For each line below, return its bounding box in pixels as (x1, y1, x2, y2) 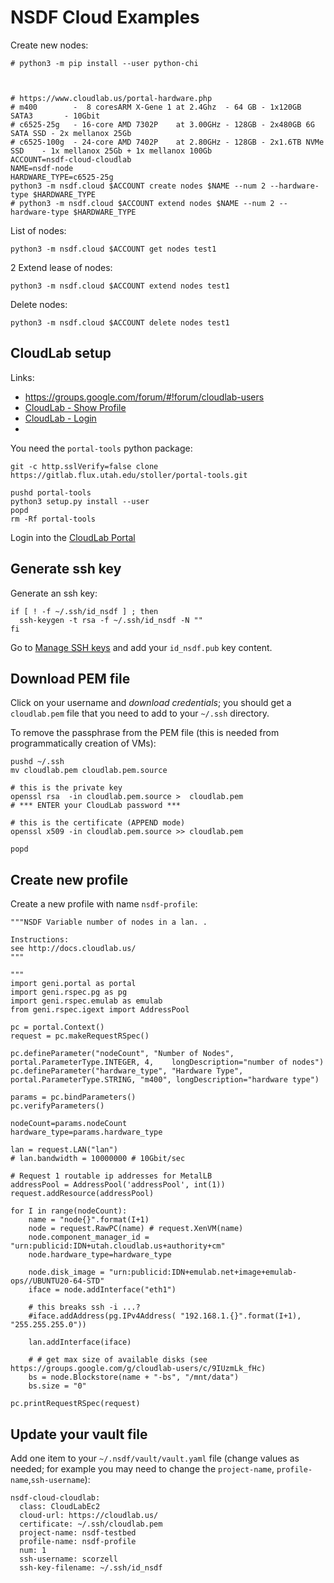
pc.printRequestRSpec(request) (10, 1399, 141, 1409)
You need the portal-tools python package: (10, 442, 193, 454)
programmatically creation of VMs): (10, 737, 157, 750)
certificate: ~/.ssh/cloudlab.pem (19, 1519, 163, 1529)
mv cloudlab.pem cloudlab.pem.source (10, 766, 168, 776)
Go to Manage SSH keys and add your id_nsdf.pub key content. (10, 641, 273, 653)
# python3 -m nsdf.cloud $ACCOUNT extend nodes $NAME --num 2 (10, 198, 275, 208)
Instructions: (10, 935, 70, 945)
